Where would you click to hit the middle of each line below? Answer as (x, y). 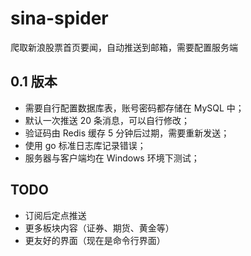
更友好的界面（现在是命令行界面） (95, 240)
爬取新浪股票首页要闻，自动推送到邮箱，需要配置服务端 (124, 47)
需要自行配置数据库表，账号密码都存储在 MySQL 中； (134, 108)
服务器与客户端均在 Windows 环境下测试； (112, 158)
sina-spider (59, 18)
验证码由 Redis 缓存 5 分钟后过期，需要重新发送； (127, 133)
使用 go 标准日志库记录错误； (85, 145)
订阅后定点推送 (55, 215)
